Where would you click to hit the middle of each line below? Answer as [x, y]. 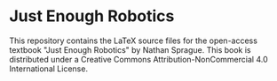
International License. [49, 69]
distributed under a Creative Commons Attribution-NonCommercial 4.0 [138, 59]
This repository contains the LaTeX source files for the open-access [133, 40]
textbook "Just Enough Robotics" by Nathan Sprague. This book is [130, 49]
